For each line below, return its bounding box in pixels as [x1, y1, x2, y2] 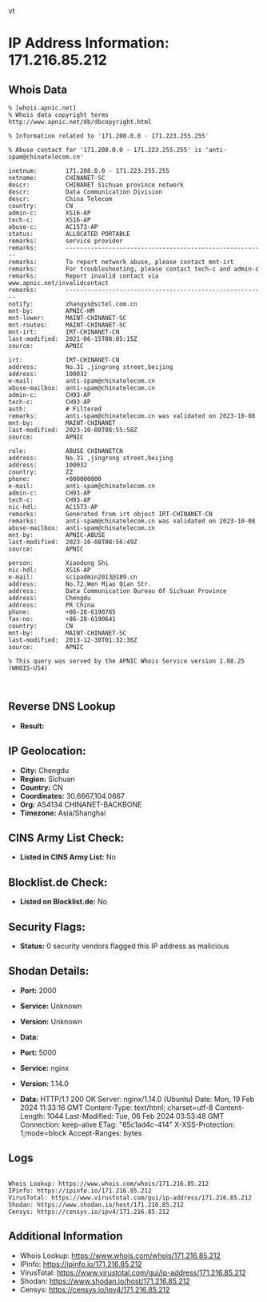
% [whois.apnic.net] [8, 104, 78, 112]
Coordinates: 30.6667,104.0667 [19, 791, 126, 800]
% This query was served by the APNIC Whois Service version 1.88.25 [8, 657, 245, 665]
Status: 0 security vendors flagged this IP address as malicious [19, 941, 229, 951]
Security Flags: [8, 919, 86, 934]
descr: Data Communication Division [8, 188, 162, 196]
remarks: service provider [8, 237, 124, 245]
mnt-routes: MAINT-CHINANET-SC [8, 321, 127, 329]
